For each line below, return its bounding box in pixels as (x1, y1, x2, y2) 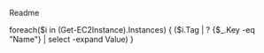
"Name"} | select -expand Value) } (9, 34, 135, 44)
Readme (9, 8, 40, 18)
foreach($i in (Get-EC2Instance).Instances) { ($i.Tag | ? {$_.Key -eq (9, 25, 255, 34)
